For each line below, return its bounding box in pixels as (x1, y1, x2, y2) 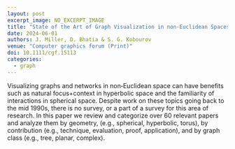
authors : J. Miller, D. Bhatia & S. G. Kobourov (7, 36, 152, 43)
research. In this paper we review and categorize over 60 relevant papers (7, 111, 219, 120)
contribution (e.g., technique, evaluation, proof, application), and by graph (7, 126, 220, 134)
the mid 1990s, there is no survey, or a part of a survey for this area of (7, 104, 208, 112)
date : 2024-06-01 (7, 29, 58, 37)
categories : (7, 56, 42, 63)
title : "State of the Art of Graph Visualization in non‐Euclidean (7, 23, 208, 30)
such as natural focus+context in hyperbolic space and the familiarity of (7, 89, 215, 97)
